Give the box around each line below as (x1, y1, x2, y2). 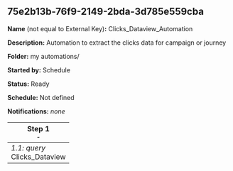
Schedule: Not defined (7, 93, 75, 101)
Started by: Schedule (7, 65, 71, 74)
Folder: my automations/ (7, 52, 80, 60)
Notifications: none (7, 106, 65, 116)
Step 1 (27, 123, 50, 133)
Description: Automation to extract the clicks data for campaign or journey (7, 38, 227, 47)
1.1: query (11, 143, 46, 153)
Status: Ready (7, 79, 50, 88)
